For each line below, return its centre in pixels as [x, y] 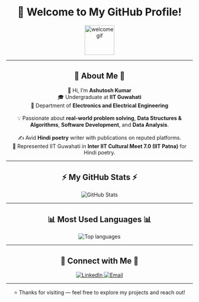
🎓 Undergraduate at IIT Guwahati [99, 97]
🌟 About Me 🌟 [99, 76]
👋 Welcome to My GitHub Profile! [99, 12]
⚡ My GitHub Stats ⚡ [99, 177]
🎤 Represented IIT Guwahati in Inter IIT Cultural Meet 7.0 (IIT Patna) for [99, 146]
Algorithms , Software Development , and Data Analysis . [99, 124]
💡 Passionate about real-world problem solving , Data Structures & [99, 118]
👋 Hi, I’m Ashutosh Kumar [99, 90]
